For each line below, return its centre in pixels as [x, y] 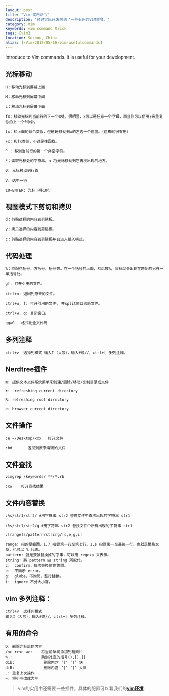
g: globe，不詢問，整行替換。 [34, 576]
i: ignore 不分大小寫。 [29, 582]
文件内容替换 [25, 503]
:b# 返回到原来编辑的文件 [35, 448]
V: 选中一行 [16, 180]
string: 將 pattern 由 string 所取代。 [45, 560]
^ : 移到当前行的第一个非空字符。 [36, 151]
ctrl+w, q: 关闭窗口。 [27, 313]
